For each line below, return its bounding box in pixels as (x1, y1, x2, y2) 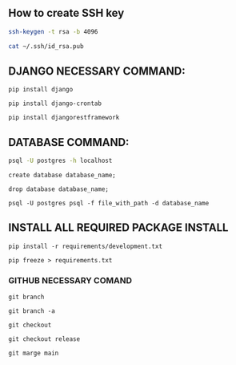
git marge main (8, 349, 59, 358)
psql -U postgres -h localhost (8, 156, 113, 165)
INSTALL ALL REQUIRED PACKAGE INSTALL (8, 221, 229, 235)
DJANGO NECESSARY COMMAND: (8, 64, 186, 78)
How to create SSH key (8, 6, 125, 20)
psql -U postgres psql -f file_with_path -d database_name (8, 200, 210, 208)
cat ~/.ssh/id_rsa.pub (8, 42, 84, 51)
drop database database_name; (8, 185, 110, 193)
